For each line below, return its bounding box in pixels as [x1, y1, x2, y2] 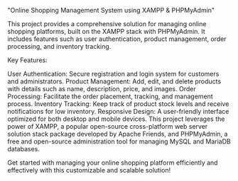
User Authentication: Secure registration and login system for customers [7, 70, 220, 78]
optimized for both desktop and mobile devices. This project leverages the [7, 115, 225, 123]
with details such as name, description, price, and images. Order [7, 85, 197, 93]
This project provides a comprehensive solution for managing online [7, 20, 207, 28]
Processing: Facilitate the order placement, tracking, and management [7, 92, 213, 100]
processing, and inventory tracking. [7, 42, 112, 50]
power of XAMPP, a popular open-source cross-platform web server [7, 122, 208, 130]
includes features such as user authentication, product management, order [7, 35, 227, 43]
